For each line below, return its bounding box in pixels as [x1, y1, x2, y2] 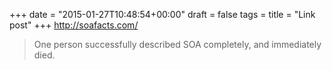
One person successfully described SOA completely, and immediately [33, 39, 322, 50]
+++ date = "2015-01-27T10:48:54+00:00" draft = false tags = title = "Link [9, 9, 316, 20]
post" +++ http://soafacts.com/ [9, 19, 139, 31]
